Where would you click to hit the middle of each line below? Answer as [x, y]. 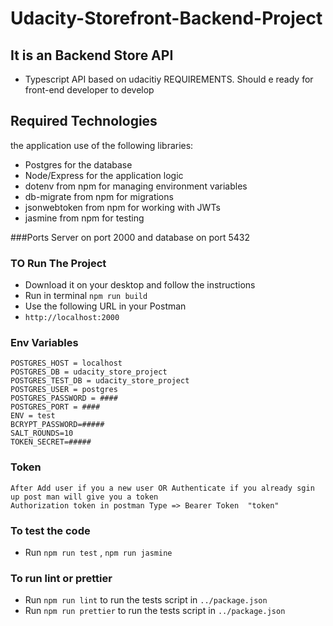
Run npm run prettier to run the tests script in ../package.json [155, 611]
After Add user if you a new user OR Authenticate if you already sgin [162, 488]
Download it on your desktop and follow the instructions [140, 285]
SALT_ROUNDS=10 [42, 433]
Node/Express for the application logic [104, 175]
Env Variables [44, 343]
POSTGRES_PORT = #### [55, 407]
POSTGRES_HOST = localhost [66, 363]
